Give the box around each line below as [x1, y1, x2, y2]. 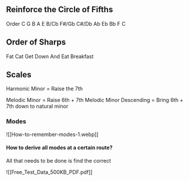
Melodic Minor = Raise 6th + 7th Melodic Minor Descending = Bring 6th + [6, 97, 184, 104]
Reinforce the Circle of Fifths [6, 5, 113, 15]
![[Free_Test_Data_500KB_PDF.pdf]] [6, 168, 93, 175]
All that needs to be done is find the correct [6, 157, 112, 164]
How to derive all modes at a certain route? [6, 144, 113, 151]
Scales [6, 70, 32, 80]
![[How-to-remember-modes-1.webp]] [6, 131, 99, 138]
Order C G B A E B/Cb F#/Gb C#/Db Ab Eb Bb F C [6, 20, 126, 27]
